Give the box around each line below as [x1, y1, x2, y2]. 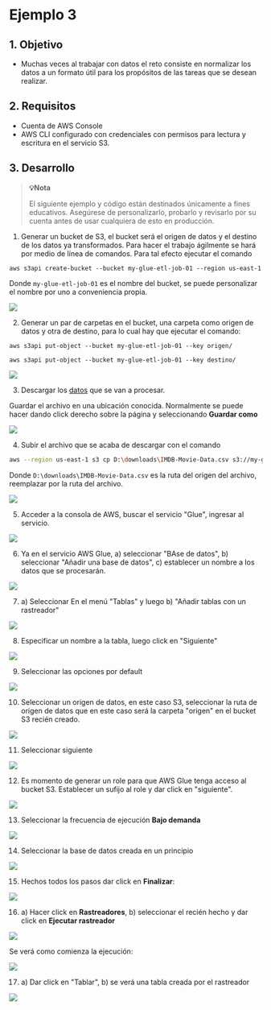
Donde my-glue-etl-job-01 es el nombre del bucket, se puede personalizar [9, 278, 258, 288]
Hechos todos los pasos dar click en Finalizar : [20, 876, 175, 886]
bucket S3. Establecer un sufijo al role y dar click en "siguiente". [20, 784, 233, 794]
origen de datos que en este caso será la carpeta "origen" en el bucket [20, 706, 257, 715]
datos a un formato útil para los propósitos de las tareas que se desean [20, 68, 257, 77]
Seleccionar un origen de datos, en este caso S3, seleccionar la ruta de [20, 697, 258, 706]
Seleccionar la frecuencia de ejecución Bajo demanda [20, 815, 201, 825]
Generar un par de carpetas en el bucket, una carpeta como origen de [20, 317, 254, 327]
